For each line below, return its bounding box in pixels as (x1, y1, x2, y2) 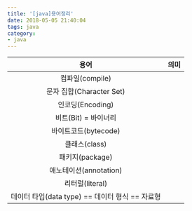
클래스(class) (64, 139, 107, 149)
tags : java (7, 23, 39, 30)
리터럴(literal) (64, 179, 107, 189)
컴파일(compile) (60, 74, 112, 83)
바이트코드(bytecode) (51, 126, 121, 136)
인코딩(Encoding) (57, 100, 114, 109)
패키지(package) (59, 152, 113, 162)
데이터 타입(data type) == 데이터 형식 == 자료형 (11, 192, 161, 202)
